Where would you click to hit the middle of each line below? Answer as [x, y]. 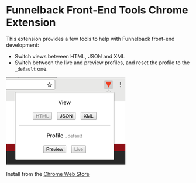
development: [23, 45]
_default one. [31, 68]
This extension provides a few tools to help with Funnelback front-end [90, 39]
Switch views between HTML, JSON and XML [70, 56]
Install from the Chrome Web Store [48, 174]
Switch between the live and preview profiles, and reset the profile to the [102, 63]
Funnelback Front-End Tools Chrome [97, 10]
